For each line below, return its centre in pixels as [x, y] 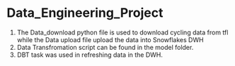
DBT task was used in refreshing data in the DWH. [90, 55]
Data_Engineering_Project [85, 13]
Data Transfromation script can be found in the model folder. [105, 47]
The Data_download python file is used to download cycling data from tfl [122, 32]
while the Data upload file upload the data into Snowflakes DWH [110, 39]
